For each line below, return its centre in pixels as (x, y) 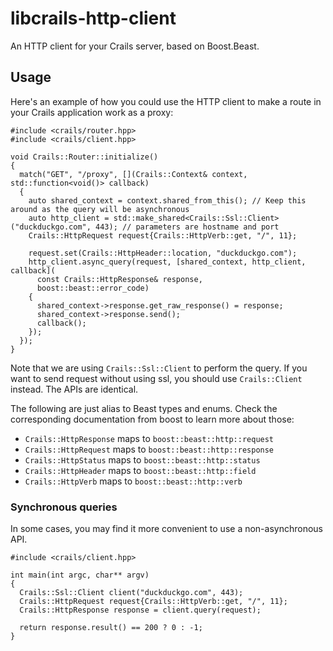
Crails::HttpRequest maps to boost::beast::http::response (149, 449)
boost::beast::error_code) (93, 288)
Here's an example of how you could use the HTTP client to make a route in (166, 101)
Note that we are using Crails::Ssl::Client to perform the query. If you (159, 368)
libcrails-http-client (93, 18)
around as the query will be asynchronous (100, 209)
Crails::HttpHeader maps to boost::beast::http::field (140, 470)
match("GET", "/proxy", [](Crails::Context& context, (133, 174)
